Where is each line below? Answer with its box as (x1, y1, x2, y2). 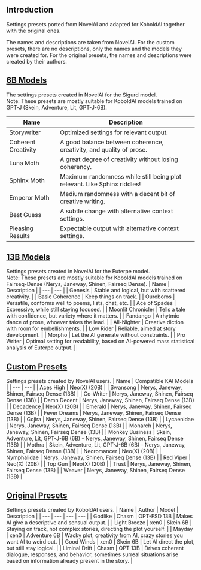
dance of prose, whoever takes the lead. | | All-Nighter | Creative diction (6, 319, 184, 326)
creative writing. (59, 197, 106, 206)
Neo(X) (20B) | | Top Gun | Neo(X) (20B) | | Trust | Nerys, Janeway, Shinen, (6, 460, 192, 468)
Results (9, 231, 30, 240)
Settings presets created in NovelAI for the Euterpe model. (6, 268, 150, 275)
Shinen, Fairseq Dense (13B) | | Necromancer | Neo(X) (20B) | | (6, 448, 162, 455)
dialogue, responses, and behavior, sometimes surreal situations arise (6, 551, 178, 558)
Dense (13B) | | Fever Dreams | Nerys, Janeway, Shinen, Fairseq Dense (6, 409, 181, 417)
